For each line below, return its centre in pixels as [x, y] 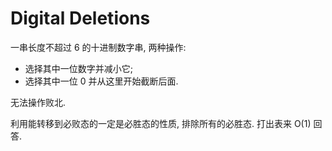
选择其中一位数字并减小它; [79, 68]
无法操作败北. [38, 102]
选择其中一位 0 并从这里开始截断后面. [101, 81]
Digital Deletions [80, 18]
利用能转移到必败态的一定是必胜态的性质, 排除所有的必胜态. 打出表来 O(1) [161, 123]
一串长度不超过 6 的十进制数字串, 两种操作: [98, 47]
